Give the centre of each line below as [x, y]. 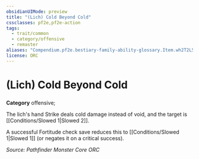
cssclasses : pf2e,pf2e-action [44, 22]
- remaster [25, 45]
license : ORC [22, 56]
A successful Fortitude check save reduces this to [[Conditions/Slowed [93, 132]
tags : [13, 28]
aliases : [17, 50]
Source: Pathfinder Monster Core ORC [53, 150]
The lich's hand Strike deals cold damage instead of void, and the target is [97, 114]
